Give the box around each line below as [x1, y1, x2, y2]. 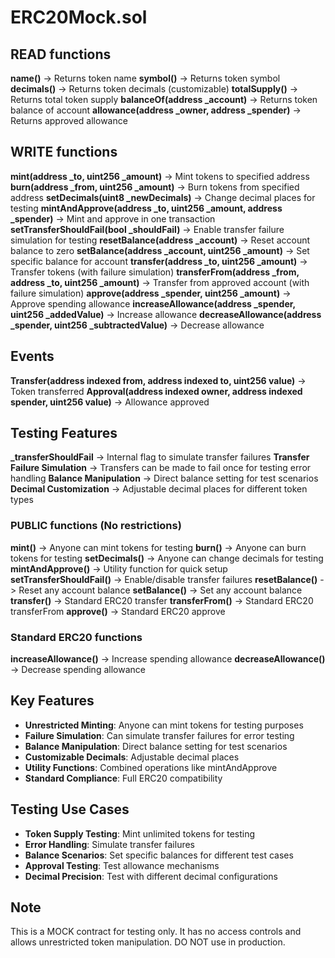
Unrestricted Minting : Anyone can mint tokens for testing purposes [24, 719, 304, 731]
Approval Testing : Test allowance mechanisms [24, 859, 220, 871]
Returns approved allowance [10, 115, 128, 126]
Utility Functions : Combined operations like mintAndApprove [24, 761, 278, 773]
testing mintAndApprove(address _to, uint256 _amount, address [10, 202, 283, 214]
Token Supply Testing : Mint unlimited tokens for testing [24, 827, 256, 840]
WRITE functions [10, 144, 118, 161]
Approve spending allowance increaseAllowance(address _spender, [10, 297, 296, 310]
